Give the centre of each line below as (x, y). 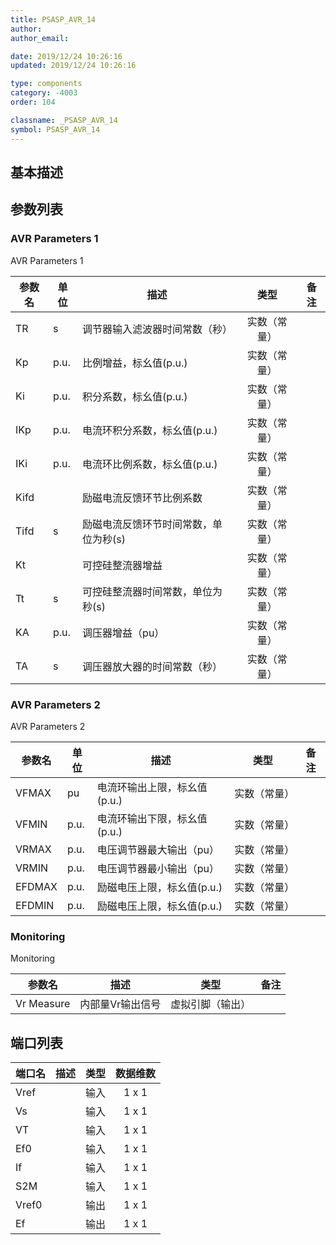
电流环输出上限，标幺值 (152, 787)
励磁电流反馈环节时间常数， (147, 524)
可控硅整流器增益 (122, 565)
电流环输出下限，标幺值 (152, 818)
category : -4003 (44, 93)
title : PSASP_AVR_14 (53, 19)
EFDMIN (35, 905)
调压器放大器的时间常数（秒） (152, 666)
